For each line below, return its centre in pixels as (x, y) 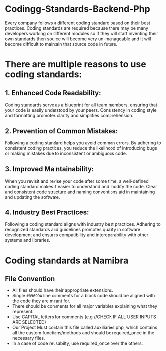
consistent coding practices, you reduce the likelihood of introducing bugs (81, 148)
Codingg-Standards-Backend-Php (78, 9)
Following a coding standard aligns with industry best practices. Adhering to (83, 224)
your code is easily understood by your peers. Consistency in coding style (81, 110)
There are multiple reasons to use (76, 64)
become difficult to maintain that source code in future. (61, 44)
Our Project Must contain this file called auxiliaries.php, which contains (85, 327)
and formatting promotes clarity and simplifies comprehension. (69, 115)
